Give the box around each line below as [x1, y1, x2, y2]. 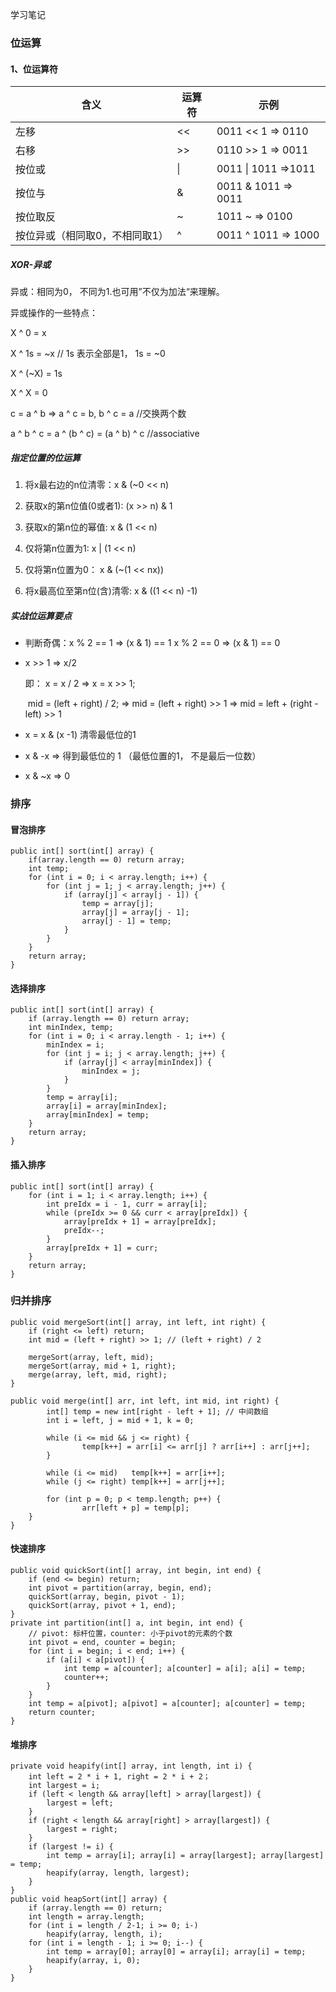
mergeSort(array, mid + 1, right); [28, 1361, 177, 1371]
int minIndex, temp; [28, 1023, 114, 1033]
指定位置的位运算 [10, 451, 81, 463]
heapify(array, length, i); [46, 1929, 163, 1940]
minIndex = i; [46, 1040, 105, 1050]
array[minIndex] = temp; [46, 1110, 150, 1120]
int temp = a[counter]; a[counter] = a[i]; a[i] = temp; [63, 1664, 307, 1674]
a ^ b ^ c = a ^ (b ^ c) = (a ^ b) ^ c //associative [10, 428, 200, 440]
